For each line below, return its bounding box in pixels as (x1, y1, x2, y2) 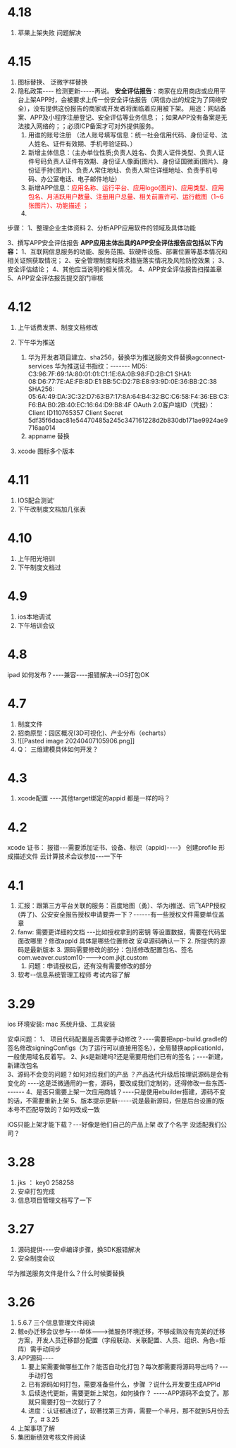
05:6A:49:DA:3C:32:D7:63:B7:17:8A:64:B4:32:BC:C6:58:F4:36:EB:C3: (27, 392, 230, 400)
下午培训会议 (17, 621, 55, 629)
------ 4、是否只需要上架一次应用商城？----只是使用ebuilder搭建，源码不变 (7, 1088, 226, 1096)
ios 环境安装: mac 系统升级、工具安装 (7, 1020, 116, 1029)
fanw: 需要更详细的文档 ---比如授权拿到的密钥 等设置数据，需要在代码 (17, 928, 221, 936)
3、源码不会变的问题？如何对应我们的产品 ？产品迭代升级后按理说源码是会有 (7, 1070, 229, 1079)
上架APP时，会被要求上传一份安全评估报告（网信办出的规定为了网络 (23, 95, 222, 104)
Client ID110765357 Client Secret (27, 408, 123, 416)
